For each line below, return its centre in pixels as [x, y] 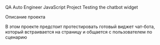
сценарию [16, 37]
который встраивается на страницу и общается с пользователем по [79, 32]
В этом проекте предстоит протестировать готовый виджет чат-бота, [80, 26]
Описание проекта [25, 17]
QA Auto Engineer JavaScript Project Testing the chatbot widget [72, 7]
